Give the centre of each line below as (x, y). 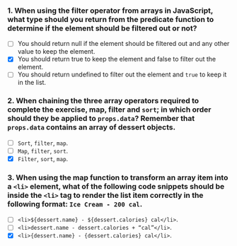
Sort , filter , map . (43, 143)
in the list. (32, 83)
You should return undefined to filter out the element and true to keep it (122, 75)
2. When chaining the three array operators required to (103, 101)
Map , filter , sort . (43, 151)
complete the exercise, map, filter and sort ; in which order (109, 110)
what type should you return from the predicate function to (111, 19)
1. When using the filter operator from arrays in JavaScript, (110, 11)
